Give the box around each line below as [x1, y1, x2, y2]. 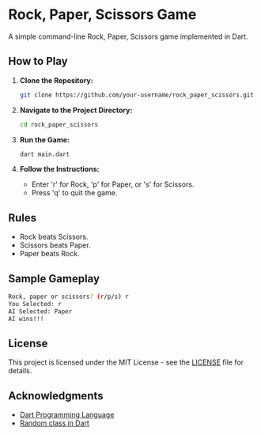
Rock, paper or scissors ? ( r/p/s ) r [8, 293, 129, 301]
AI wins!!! [8, 315, 44, 323]
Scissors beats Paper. [19, 240, 91, 250]
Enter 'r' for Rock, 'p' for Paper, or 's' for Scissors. [31, 180, 195, 189]
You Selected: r [8, 300, 62, 308]
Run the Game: [19, 134, 70, 144]
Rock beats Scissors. [19, 232, 89, 242]
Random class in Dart [19, 418, 89, 428]
